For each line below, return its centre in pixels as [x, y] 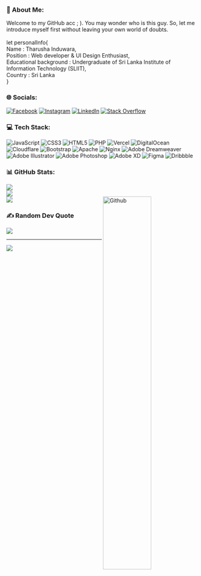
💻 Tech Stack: [28, 127]
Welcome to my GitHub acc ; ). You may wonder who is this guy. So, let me [100, 23]
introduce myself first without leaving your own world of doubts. [87, 29]
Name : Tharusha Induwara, [41, 49]
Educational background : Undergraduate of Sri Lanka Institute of [89, 62]
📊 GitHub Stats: [31, 172]
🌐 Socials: [22, 97]
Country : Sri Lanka [31, 75]
